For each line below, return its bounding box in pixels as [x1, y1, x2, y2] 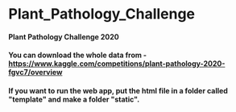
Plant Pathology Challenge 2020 [8, 31, 119, 41]
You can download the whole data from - [8, 50, 147, 60]
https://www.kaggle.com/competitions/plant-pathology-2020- [8, 59, 226, 68]
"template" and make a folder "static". [8, 94, 140, 104]
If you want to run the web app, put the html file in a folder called [8, 85, 228, 95]
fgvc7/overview [8, 68, 63, 77]
